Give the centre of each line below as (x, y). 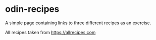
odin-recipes (32, 9)
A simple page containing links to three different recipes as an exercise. (78, 23)
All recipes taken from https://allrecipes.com (50, 32)
